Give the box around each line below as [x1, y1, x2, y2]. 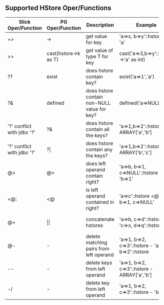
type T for [85, 53, 109, 60]
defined [46, 99, 64, 106]
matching [85, 239, 107, 246]
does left [85, 160, 106, 167]
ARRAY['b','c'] [119, 149, 152, 156]
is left [85, 186, 99, 193]
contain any [85, 146, 113, 153]
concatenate [85, 215, 115, 222]
